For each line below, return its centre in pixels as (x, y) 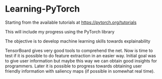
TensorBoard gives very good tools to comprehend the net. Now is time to (79, 50)
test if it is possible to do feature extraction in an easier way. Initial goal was (81, 55)
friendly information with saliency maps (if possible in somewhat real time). (80, 71)
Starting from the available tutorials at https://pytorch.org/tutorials (71, 22)
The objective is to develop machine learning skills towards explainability (78, 41)
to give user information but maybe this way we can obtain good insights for (81, 61)
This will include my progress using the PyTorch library (60, 32)
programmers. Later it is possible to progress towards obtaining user (73, 66)
